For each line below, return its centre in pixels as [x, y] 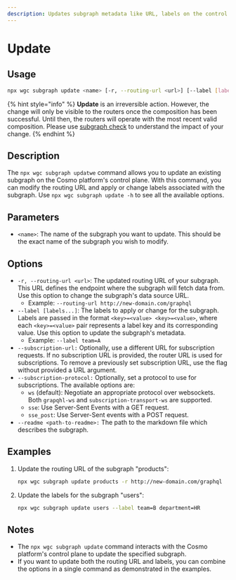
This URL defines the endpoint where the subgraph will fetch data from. [121, 288]
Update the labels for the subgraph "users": [81, 495]
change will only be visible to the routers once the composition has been [112, 111]
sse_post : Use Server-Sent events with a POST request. [109, 414]
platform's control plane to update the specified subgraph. [102, 554]
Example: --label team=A [64, 340]
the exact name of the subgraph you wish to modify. [93, 242]
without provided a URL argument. [67, 370]
